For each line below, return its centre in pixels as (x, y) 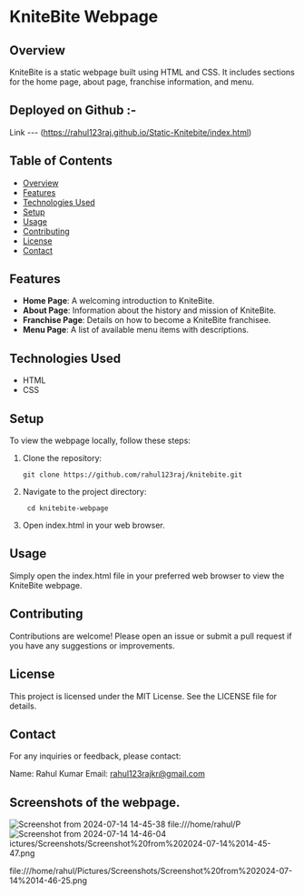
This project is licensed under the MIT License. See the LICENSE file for (143, 696)
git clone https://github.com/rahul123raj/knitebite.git (132, 475)
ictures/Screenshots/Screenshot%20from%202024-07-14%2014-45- (140, 844)
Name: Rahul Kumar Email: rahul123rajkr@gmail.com (108, 774)
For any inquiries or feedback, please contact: (95, 756)
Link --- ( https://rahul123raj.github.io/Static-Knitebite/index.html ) (131, 132)
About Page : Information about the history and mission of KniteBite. (149, 310)
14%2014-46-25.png (49, 880)
